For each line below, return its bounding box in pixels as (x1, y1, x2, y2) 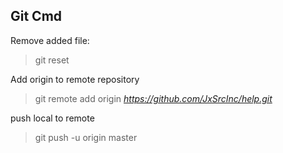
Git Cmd (10, 8, 63, 25)
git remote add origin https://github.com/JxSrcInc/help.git (34, 92, 273, 104)
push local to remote (10, 112, 95, 124)
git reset (34, 54, 70, 66)
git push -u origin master (34, 131, 138, 143)
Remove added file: (10, 34, 90, 46)
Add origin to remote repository (10, 73, 140, 85)
